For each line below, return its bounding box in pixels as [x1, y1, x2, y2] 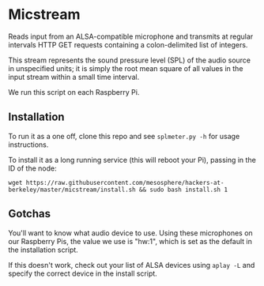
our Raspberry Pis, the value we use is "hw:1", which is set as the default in [8, 236, 253, 246]
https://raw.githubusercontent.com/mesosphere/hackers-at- [25, 179, 224, 186]
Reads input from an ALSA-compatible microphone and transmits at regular [8, 32, 254, 41]
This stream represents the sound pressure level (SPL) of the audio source [8, 55, 251, 65]
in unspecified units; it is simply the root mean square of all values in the [8, 63, 243, 73]
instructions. [8, 140, 49, 149]
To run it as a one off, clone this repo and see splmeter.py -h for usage [8, 131, 240, 141]
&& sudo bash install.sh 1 [138, 186, 228, 194]
